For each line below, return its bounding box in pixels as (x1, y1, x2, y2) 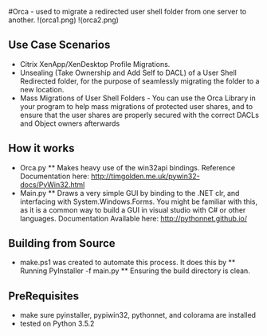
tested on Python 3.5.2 (19, 318, 95, 329)
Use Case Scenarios (8, 38, 111, 52)
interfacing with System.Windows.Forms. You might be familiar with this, (19, 197, 258, 206)
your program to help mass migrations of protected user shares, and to (19, 101, 253, 111)
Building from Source (8, 236, 116, 250)
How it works (8, 142, 75, 155)
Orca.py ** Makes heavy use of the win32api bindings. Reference (19, 162, 236, 172)
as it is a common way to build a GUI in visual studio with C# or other (19, 205, 246, 214)
